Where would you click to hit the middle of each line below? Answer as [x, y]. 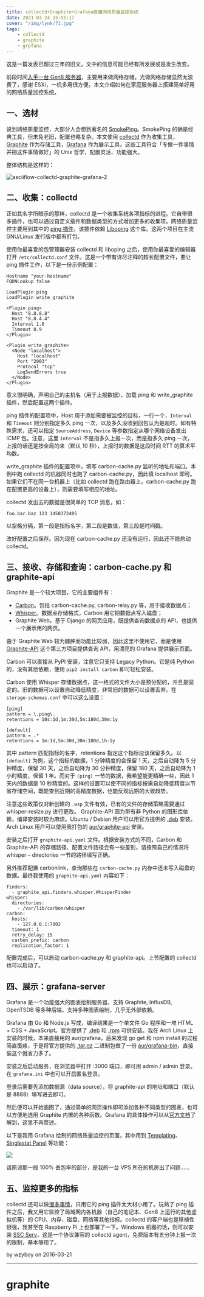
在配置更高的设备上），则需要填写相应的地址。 [63, 489]
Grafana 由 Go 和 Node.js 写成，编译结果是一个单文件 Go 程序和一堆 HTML [100, 1023]
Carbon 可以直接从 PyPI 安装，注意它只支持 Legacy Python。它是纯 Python [100, 662]
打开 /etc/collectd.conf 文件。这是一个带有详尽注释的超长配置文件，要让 [99, 257]
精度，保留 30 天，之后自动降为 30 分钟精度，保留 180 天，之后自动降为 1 [103, 768]
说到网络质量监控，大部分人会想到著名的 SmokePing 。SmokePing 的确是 [97, 129]
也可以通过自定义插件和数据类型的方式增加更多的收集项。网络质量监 [112, 221]
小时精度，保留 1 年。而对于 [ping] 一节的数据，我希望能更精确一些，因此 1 [100, 776]
